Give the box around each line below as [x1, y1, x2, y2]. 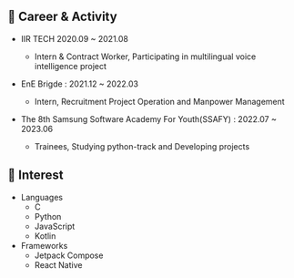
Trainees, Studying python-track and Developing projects [34, 140, 250, 151]
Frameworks [20, 240, 68, 251]
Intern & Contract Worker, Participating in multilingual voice [34, 51, 257, 62]
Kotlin [34, 230, 56, 242]
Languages [20, 191, 64, 202]
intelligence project [34, 60, 107, 71]
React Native [34, 259, 83, 270]
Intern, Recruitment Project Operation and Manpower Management [34, 96, 285, 107]
